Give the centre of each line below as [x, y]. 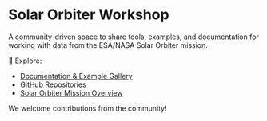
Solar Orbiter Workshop [89, 15]
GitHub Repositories [53, 84]
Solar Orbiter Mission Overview [71, 92]
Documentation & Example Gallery [76, 76]
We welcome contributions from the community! [88, 108]
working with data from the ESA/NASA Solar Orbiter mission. [108, 45]
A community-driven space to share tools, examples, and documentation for [134, 37]
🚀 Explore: [25, 60]
